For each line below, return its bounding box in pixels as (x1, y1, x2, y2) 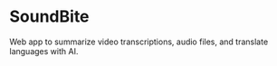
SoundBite (9, 6, 90, 27)
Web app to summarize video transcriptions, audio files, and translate (9, 36, 269, 47)
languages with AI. (9, 45, 79, 56)
